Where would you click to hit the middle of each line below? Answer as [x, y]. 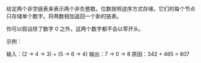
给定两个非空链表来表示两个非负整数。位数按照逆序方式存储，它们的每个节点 [101, 9]
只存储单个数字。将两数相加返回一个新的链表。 [64, 16]
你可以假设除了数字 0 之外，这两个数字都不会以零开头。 [75, 29]
